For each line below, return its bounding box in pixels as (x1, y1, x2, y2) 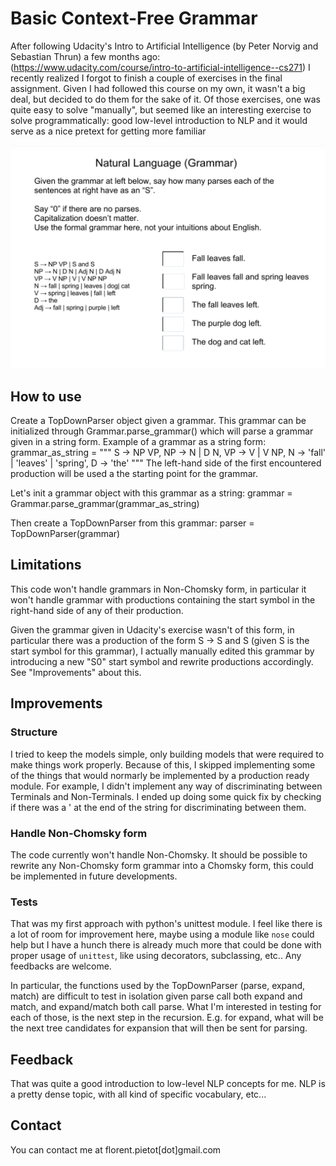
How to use (10, 388, 82, 405)
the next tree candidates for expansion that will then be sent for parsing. (10, 1022, 308, 1034)
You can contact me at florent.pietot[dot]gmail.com (10, 1143, 222, 1156)
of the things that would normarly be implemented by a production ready (10, 769, 310, 781)
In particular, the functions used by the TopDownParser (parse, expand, (10, 980, 306, 992)
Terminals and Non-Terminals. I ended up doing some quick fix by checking (10, 790, 322, 802)
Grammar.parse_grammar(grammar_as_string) (10, 498, 200, 510)
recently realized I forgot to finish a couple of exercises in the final (10, 72, 283, 84)
